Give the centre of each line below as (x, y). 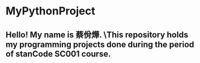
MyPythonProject (50, 11)
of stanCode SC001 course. (58, 54)
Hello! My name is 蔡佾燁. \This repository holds (97, 34)
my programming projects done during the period (100, 44)
